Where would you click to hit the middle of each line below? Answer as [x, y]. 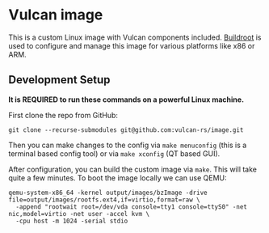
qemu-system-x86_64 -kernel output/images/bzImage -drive [108, 193]
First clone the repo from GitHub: [63, 115]
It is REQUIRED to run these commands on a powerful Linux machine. [126, 100]
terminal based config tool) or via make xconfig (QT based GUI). [114, 153]
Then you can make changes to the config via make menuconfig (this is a [128, 145]
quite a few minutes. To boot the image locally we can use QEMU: [118, 178]
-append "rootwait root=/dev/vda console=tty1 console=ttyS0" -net [132, 207]
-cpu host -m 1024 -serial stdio [72, 221]
